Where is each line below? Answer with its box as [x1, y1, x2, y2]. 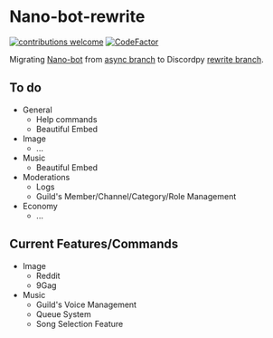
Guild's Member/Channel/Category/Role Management [35, 190, 237, 201]
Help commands [35, 113, 98, 124]
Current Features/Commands [9, 237, 179, 252]
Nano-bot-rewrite [9, 6, 146, 27]
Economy [22, 200, 59, 211]
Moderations [22, 171, 71, 182]
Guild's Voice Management [35, 299, 137, 310]
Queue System [35, 308, 92, 319]
